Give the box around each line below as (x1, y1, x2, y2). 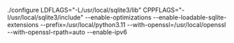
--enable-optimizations (85, 13, 152, 21)
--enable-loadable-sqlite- (152, 13, 227, 21)
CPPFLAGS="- (142, 6, 185, 14)
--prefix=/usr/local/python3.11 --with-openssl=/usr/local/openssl (40, 21, 226, 28)
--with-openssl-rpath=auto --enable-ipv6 (7, 28, 128, 36)
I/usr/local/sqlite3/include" (7, 13, 84, 21)
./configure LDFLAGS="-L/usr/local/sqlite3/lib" (7, 6, 142, 14)
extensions (7, 21, 39, 28)
